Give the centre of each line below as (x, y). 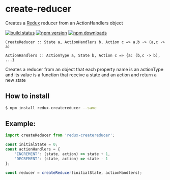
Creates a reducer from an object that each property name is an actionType (84, 69)
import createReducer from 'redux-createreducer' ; (60, 135)
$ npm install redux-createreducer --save (51, 108)
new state (16, 80)
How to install (27, 96)
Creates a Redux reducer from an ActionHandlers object (64, 23)
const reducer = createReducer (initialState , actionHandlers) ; (74, 173)
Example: (20, 124)
